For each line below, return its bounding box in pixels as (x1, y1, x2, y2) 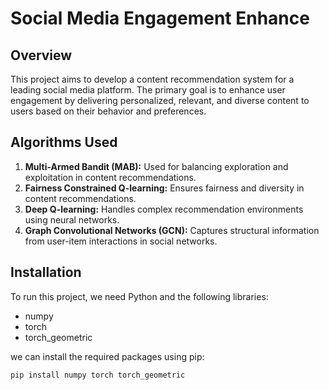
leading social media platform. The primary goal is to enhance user (10, 84, 286, 96)
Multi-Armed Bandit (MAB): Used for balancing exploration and (24, 160, 289, 172)
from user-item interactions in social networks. (24, 235, 218, 247)
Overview (10, 47, 73, 64)
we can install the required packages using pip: (10, 350, 205, 362)
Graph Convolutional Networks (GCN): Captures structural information (24, 224, 320, 236)
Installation (10, 264, 82, 281)
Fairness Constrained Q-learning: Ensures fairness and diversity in (24, 182, 305, 194)
